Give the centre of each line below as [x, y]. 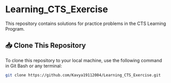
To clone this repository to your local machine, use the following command [84, 60]
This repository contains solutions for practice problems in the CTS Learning [86, 23]
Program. [15, 29]
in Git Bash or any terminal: [34, 66]
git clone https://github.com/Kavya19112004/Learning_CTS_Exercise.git [83, 75]
